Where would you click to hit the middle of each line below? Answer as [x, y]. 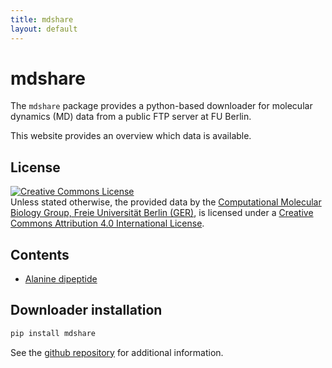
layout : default [44, 29]
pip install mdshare [53, 333]
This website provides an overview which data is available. [131, 136]
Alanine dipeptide [61, 279]
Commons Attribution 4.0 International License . [107, 223]
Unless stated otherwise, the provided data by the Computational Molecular [166, 202]
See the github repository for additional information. [117, 352]
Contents [40, 254]
